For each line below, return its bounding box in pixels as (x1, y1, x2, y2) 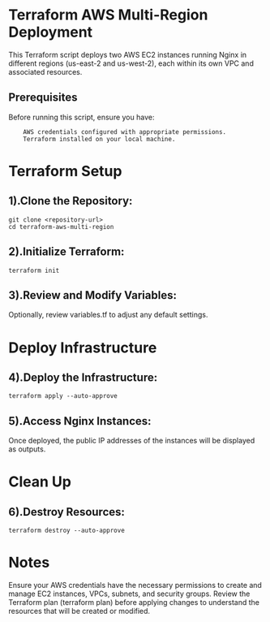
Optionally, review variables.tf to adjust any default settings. (8, 310, 208, 320)
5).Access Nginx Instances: (8, 414, 152, 428)
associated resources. (8, 67, 83, 76)
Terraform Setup (8, 162, 122, 180)
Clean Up (8, 473, 71, 491)
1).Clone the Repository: (8, 194, 133, 208)
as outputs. (8, 444, 46, 454)
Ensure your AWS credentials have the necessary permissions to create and (8, 581, 262, 590)
